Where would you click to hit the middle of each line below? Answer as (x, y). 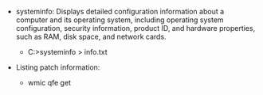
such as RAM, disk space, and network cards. (91, 36)
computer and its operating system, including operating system (120, 20)
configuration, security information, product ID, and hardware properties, (135, 28)
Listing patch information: (58, 67)
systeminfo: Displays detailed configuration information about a (120, 11)
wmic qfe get (49, 83)
